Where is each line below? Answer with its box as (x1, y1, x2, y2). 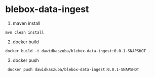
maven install (12, 20, 41, 26)
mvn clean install (5, 30, 44, 35)
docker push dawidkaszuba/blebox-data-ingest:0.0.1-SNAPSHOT (7, 67, 139, 72)
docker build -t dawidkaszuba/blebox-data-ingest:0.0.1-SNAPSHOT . (5, 48, 151, 53)
